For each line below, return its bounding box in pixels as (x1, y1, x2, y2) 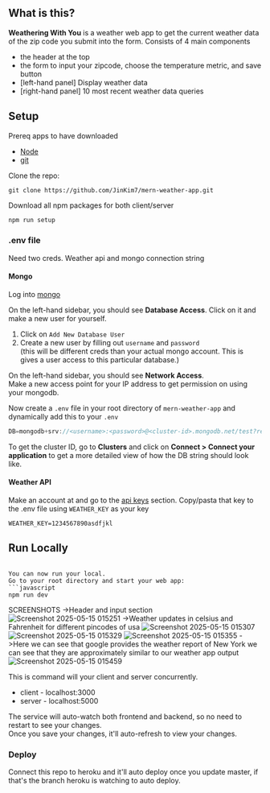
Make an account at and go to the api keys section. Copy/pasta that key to (8, 495, 255, 506)
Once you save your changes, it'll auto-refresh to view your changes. (8, 729, 237, 738)
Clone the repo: (8, 171, 60, 180)
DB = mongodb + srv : (8, 427, 63, 436)
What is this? (8, 6, 76, 20)
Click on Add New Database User (19, 329, 125, 339)
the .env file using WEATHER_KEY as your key (8, 504, 149, 514)
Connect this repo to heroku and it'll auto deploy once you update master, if (8, 767, 259, 777)
